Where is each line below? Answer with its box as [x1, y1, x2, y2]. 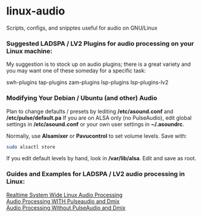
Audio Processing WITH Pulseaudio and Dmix [6, 198, 120, 205]
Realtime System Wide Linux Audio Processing [6, 191, 123, 198]
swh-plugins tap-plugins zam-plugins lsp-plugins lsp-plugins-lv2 [6, 79, 169, 86]
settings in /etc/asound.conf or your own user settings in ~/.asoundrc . [6, 120, 184, 128]
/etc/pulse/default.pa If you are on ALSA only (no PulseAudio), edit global [6, 114, 192, 121]
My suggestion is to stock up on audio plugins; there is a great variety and [6, 60, 191, 68]
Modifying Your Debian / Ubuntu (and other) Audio [6, 94, 157, 102]
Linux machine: [6, 47, 53, 55]
